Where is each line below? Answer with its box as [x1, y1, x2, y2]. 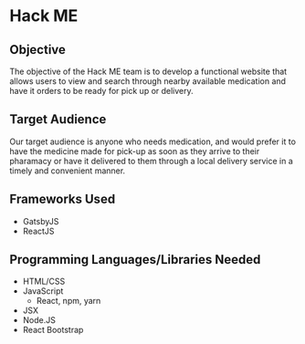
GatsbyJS [22, 215, 59, 226]
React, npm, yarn [36, 296, 101, 307]
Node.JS [22, 315, 57, 326]
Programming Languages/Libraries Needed [9, 252, 261, 267]
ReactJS [22, 225, 55, 236]
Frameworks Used [9, 192, 116, 207]
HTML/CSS [22, 276, 66, 287]
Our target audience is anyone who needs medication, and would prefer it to [9, 136, 297, 147]
